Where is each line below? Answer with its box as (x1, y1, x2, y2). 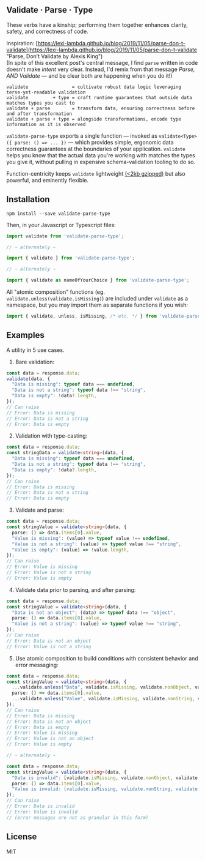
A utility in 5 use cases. (6, 346, 65, 354)
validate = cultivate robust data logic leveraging (6, 84, 182, 90)
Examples (6, 330, 45, 340)
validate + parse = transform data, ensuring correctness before (6, 105, 195, 111)
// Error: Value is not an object (6, 736, 95, 742)
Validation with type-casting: (15, 432, 88, 439)
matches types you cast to (6, 100, 75, 106)
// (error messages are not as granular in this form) (6, 814, 149, 821)
